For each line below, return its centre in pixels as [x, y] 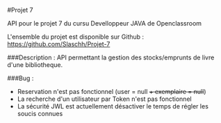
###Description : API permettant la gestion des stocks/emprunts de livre [111, 57]
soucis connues [40, 114]
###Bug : [21, 78]
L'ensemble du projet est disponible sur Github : [76, 37]
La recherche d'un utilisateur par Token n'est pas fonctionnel [105, 99]
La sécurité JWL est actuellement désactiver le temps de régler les [113, 106]
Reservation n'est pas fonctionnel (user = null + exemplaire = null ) [112, 92]
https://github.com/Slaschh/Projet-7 [59, 44]
